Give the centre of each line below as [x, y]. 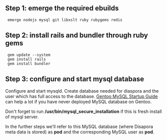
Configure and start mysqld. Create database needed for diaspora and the [82, 91]
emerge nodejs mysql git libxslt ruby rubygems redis [65, 20]
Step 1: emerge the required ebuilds [62, 8]
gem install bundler [29, 63]
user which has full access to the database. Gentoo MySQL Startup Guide [81, 96]
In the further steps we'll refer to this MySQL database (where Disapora [79, 127]
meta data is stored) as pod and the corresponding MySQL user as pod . [80, 132]
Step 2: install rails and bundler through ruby [77, 36]
